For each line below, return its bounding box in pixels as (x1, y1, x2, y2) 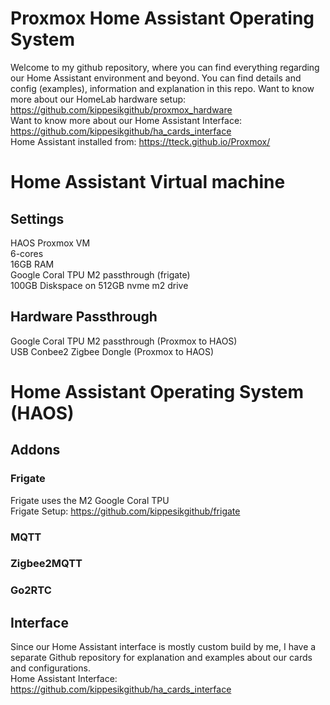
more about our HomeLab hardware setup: (10, 93, 187, 105)
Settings (10, 210, 65, 227)
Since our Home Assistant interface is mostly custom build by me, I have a (10, 641, 317, 653)
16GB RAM (10, 258, 55, 270)
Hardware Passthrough (10, 308, 158, 326)
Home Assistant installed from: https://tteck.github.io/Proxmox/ (10, 135, 271, 147)
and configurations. (10, 662, 91, 674)
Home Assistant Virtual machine (10, 171, 286, 194)
